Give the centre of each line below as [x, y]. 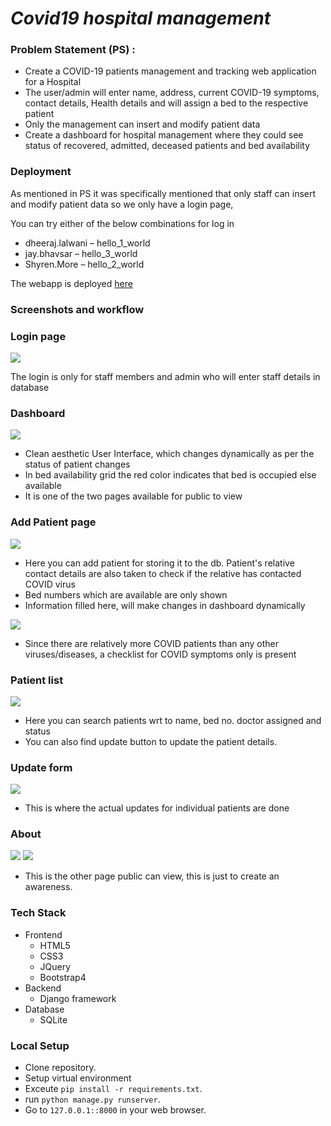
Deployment [41, 172]
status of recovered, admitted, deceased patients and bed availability [167, 146]
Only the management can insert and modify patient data [142, 124]
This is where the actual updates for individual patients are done [157, 808]
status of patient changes [77, 464]
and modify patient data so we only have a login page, [122, 204]
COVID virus [50, 584]
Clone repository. [60, 1068]
